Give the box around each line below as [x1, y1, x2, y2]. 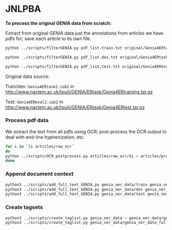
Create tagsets [5, 204, 44, 211]
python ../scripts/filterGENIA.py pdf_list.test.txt [5, 64, 120, 69]
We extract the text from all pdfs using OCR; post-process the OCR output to [5, 128, 167, 135]
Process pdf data [5, 117, 49, 124]
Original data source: [5, 73, 50, 80]
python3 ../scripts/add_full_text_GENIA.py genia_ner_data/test [5, 191, 145, 197]
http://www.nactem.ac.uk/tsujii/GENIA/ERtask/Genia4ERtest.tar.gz [5, 104, 145, 110]
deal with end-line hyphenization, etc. [5, 134, 85, 140]
